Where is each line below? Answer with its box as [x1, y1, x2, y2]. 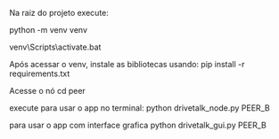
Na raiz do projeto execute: [9, 8, 110, 18]
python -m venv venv [9, 25, 87, 35]
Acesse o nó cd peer [9, 86, 86, 96]
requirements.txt [9, 68, 70, 79]
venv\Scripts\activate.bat [9, 42, 102, 52]
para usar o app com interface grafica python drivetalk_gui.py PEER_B [9, 120, 267, 130]
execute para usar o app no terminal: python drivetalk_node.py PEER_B [9, 103, 270, 113]
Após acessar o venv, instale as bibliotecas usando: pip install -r [9, 59, 245, 69]
